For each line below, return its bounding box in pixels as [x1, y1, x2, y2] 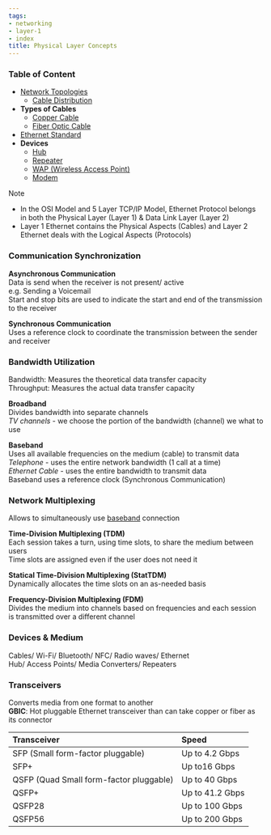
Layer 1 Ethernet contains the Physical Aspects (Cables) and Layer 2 [19, 222, 248, 231]
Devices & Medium [8, 632, 83, 643]
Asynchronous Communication [8, 269, 116, 278]
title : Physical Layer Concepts [8, 42, 117, 50]
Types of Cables [19, 104, 77, 114]
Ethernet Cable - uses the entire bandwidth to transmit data [8, 466, 207, 476]
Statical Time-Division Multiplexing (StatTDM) [8, 570, 167, 580]
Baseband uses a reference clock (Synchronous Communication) [8, 475, 227, 485]
